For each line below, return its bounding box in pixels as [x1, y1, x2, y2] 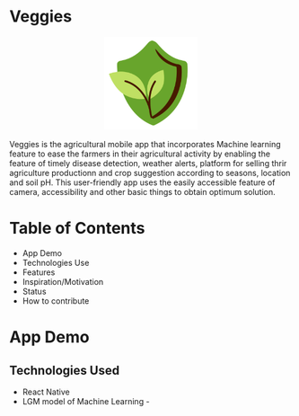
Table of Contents [9, 218, 145, 239]
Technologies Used [9, 362, 119, 378]
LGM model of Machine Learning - [22, 396, 150, 407]
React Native [22, 386, 70, 397]
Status [22, 286, 47, 297]
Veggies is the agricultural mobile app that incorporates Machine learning [9, 139, 281, 150]
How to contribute [22, 296, 90, 306]
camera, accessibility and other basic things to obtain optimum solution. [9, 187, 276, 198]
